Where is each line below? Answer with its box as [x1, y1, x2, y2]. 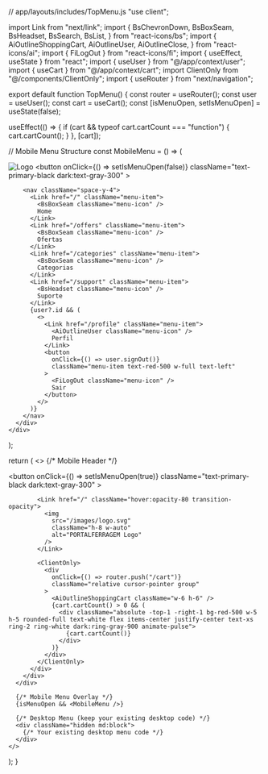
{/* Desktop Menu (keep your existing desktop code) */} [15, 714, 211, 722]
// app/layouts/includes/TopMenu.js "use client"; [8, 7, 169, 16]
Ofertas [37, 235, 63, 243]
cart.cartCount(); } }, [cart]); [8, 131, 101, 140]
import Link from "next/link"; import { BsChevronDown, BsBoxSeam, [8, 23, 235, 31]
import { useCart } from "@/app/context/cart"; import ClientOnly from [8, 65, 239, 75]
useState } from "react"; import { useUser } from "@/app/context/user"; [8, 56, 245, 66]
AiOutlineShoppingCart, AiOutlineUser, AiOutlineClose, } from [8, 40, 212, 49]
